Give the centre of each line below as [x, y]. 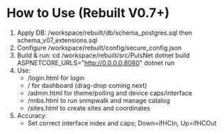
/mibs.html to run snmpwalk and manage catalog [99, 100]
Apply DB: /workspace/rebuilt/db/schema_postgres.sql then [105, 33]
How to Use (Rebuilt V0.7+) [88, 13]
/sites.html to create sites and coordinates [89, 108]
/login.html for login [56, 78]
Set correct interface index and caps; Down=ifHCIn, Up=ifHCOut [122, 123]
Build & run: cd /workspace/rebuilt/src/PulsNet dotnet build [103, 55]
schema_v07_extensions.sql [57, 40]
